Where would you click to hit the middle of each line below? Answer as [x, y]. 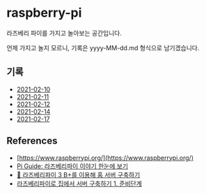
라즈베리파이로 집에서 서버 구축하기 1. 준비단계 [79, 184]
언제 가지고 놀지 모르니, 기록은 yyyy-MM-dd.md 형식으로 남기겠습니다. [103, 47]
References [32, 141]
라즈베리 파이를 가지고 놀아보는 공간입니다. [64, 33]
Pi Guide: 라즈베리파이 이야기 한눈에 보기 [72, 166]
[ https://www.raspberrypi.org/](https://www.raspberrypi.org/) [105, 158]
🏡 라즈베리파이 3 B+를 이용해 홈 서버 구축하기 [78, 174]
